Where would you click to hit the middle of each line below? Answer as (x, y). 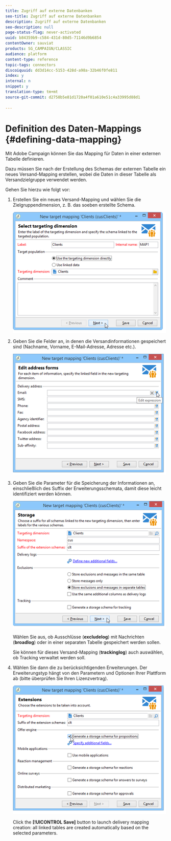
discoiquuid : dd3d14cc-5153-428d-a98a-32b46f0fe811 (61, 70)
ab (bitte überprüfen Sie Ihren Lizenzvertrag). (60, 678)
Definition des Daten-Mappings (74, 128)
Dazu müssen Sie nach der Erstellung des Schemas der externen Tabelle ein (86, 169)
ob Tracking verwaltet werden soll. (49, 657)
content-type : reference (32, 59)
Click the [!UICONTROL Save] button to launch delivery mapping (81, 822)
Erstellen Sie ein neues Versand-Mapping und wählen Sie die (77, 200)
